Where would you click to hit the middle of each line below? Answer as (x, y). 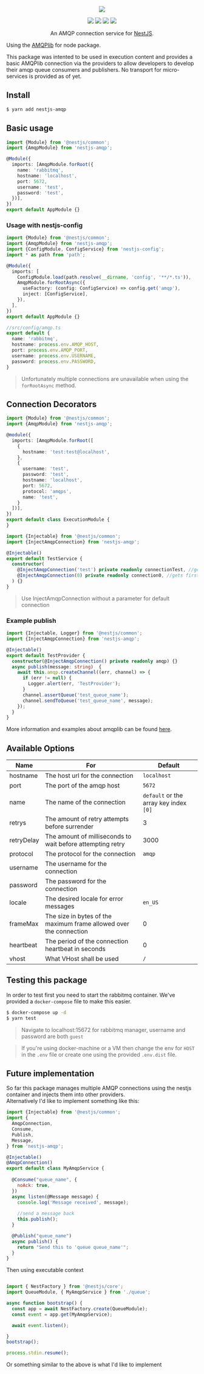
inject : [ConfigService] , (55, 294)
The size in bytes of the (79, 916)
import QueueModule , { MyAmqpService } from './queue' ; (78, 1292)
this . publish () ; (38, 1219)
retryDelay (24, 840)
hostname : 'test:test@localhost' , (66, 452)
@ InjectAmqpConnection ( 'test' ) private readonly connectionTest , (102, 570)
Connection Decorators (52, 404)
